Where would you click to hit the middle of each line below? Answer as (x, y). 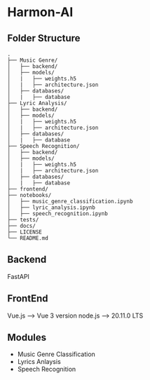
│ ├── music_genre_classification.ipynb (70, 201)
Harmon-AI (40, 12)
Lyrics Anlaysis (39, 362)
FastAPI (19, 276)
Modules (27, 338)
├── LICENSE (25, 232)
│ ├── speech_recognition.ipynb (58, 214)
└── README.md (28, 238)
